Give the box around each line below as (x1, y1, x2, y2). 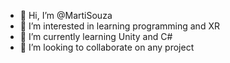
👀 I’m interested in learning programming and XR (19, 20, 220, 32)
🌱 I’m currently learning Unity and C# (19, 31, 173, 42)
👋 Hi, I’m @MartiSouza (19, 10, 113, 21)
